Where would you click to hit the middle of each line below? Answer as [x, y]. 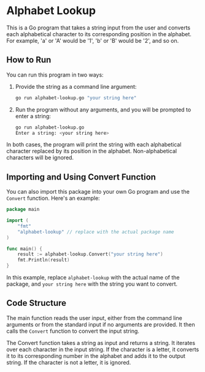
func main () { [25, 249]
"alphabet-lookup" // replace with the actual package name [96, 232]
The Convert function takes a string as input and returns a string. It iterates [101, 343]
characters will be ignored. [40, 158]
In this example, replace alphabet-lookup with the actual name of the [93, 278]
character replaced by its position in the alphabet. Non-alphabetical [91, 151]
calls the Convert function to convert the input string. [73, 331]
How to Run [29, 60]
